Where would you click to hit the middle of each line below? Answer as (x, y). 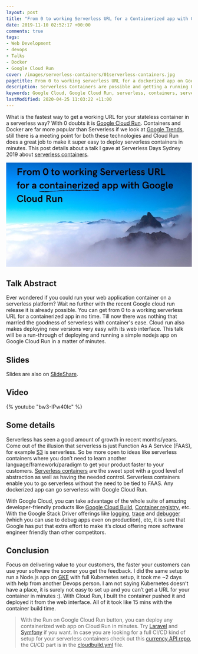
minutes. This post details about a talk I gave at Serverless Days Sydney (93, 148)
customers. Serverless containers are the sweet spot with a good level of (95, 470)
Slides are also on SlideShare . (42, 374)
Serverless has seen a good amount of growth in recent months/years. (92, 439)
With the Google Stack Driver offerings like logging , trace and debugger (93, 513)
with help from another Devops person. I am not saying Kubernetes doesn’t (97, 583)
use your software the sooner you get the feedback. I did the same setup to (98, 571)
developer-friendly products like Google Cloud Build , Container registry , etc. (98, 507)
